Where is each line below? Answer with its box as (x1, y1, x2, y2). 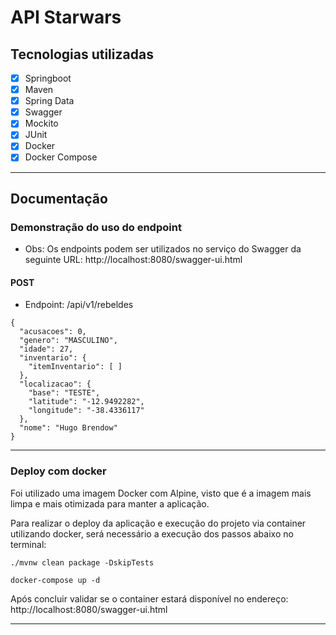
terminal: (10, 538, 47, 550)
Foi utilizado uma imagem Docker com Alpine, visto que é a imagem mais (10, 487, 312, 499)
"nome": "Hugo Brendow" (19, 423, 118, 433)
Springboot (24, 72, 72, 84)
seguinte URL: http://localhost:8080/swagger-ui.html (24, 254, 243, 266)
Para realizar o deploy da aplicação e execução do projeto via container (10, 517, 307, 529)
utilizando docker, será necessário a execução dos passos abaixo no (10, 527, 294, 540)
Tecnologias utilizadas (10, 46, 154, 63)
